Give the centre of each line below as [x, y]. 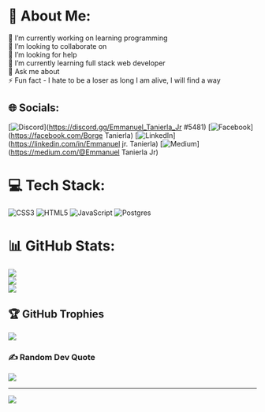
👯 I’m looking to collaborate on [58, 46]
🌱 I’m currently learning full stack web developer [87, 63]
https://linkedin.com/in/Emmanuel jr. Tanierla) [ [87, 143]
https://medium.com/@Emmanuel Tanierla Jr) [85, 152]
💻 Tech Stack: [57, 185]
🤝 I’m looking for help [43, 54]
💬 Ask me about [34, 71]
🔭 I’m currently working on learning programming [88, 38]
